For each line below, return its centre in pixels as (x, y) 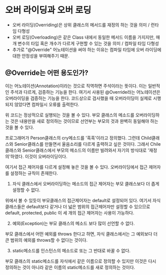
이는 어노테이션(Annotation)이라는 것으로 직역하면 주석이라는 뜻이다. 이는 (76, 86)
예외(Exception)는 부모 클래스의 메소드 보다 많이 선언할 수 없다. (74, 223)
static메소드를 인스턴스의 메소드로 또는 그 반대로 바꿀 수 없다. (71, 250)
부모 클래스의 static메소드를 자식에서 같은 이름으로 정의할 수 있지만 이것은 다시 (81, 261)
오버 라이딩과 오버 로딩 (48, 10)
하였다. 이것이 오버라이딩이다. (39, 156)
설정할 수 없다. (26, 190)
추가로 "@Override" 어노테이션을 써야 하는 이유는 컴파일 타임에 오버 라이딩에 (87, 50)
